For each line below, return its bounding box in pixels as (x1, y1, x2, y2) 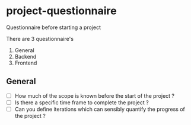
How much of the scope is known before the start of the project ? (14, 92, 175, 99)
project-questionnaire (6, 4, 117, 18)
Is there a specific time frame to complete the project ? (14, 99, 149, 106)
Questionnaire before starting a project (6, 24, 101, 31)
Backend (14, 53, 37, 60)
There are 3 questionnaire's (6, 35, 74, 42)
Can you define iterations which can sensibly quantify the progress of (14, 105, 186, 113)
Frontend (14, 59, 37, 66)
